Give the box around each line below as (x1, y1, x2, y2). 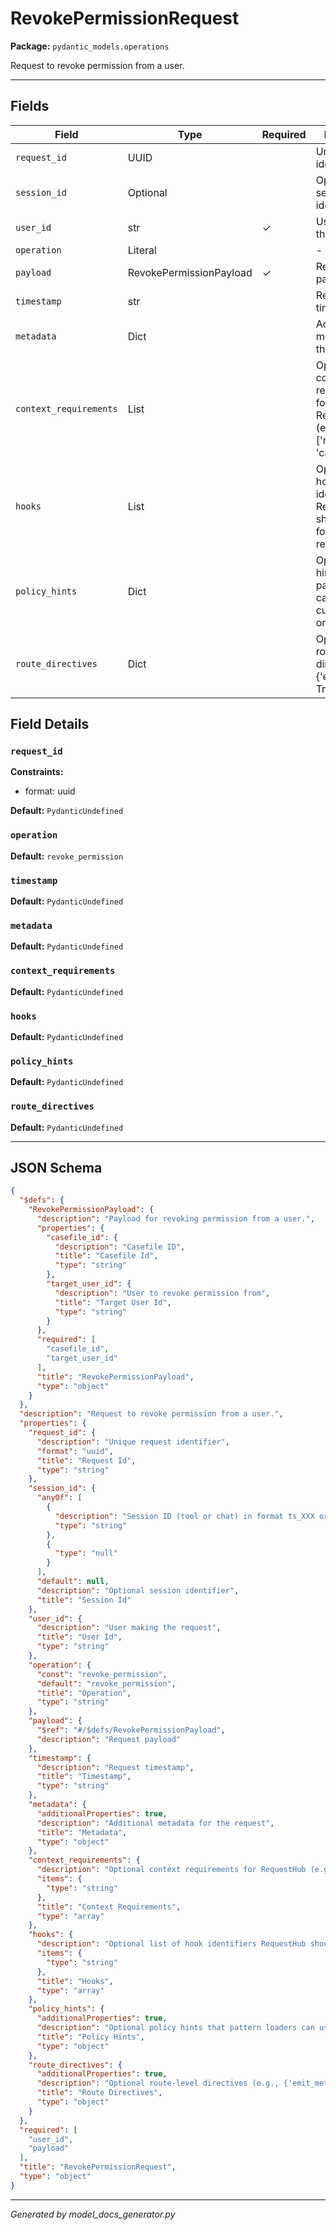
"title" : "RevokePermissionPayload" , (36, 1372, 195, 1382)
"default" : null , (36, 1577, 110, 1587)
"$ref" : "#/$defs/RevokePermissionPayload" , (36, 1725, 226, 1736)
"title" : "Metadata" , (36, 1827, 128, 1837)
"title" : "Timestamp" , (36, 1772, 132, 1782)
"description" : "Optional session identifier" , (36, 1585, 240, 1596)
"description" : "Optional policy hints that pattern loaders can (36, 2023, 315, 2033)
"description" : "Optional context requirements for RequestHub (36, 1865, 307, 1875)
